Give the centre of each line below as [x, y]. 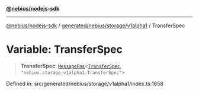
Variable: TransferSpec [65, 49]
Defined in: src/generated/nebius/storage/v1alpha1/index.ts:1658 [85, 84]
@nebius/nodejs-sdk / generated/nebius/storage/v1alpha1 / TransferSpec [96, 25]
